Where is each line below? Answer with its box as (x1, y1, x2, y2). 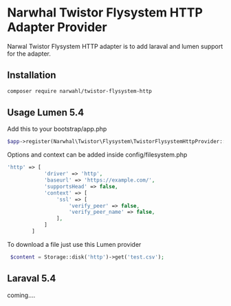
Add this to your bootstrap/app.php (7, 125, 107, 133)
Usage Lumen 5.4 (7, 107, 85, 118)
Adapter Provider (7, 19, 108, 35)
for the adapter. (7, 50, 52, 58)
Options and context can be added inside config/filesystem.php (7, 151, 188, 159)
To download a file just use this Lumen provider (7, 240, 142, 248)
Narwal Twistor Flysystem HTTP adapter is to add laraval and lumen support (7, 42, 223, 50)
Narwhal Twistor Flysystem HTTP (7, 5, 203, 21)
